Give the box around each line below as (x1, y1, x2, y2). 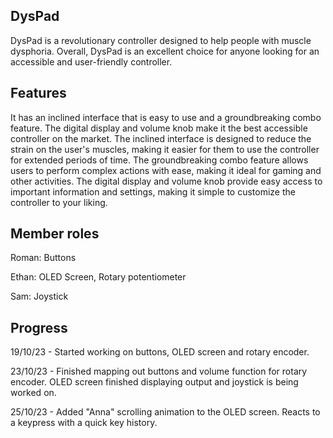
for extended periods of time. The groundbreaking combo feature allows (10, 154, 309, 166)
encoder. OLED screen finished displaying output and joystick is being (10, 376, 299, 388)
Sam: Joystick (10, 290, 69, 303)
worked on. (10, 387, 57, 399)
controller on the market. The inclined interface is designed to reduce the (10, 132, 312, 144)
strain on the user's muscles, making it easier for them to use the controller (10, 143, 320, 155)
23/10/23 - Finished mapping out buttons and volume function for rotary (10, 365, 308, 378)
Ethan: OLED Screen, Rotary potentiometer (10, 271, 187, 283)
